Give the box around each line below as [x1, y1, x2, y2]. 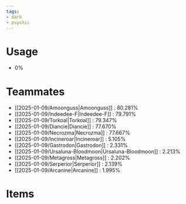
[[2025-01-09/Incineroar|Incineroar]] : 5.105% [14, 136, 126, 143]
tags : [6, 8, 19, 15]
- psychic [6, 19, 31, 25]
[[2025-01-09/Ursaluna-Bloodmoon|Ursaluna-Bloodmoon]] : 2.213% [14, 148, 181, 155]
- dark [6, 14, 22, 20]
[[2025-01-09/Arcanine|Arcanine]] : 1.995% [14, 167, 121, 174]
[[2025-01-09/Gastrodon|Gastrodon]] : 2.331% [14, 142, 128, 149]
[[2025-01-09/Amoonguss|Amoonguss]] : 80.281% [14, 104, 138, 112]
